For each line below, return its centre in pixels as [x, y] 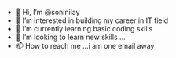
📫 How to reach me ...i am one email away [85, 46]
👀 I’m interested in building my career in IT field [92, 20]
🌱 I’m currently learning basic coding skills [84, 29]
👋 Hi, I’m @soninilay [48, 12]
